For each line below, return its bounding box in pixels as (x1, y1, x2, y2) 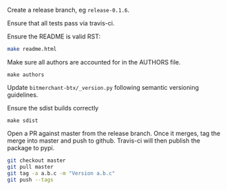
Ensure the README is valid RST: (7, 32, 101, 40)
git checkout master (7, 157, 67, 164)
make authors (7, 71, 45, 78)
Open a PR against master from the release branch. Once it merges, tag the (7, 129, 221, 137)
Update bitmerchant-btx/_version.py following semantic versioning (7, 83, 199, 91)
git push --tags (7, 176, 54, 183)
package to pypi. (7, 143, 55, 152)
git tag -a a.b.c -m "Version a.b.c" (7, 169, 116, 177)
